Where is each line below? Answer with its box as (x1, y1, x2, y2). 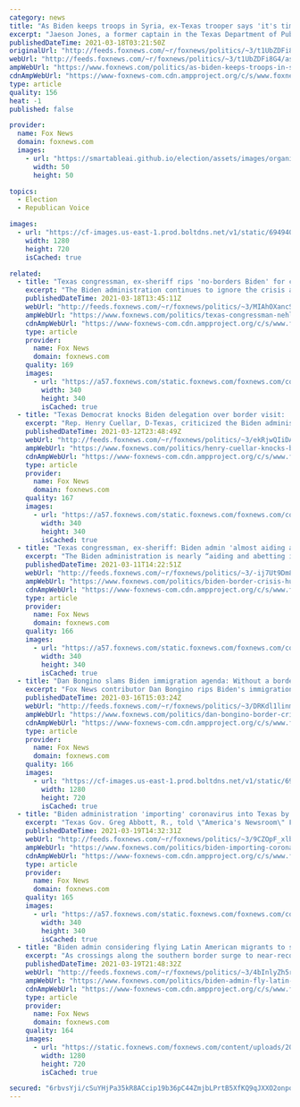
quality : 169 (25, 361, 74, 370)
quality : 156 (9, 88, 58, 97)
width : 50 (32, 162, 70, 171)
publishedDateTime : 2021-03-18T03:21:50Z (9, 38, 166, 47)
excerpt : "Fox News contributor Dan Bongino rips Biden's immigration (25, 685, 294, 694)
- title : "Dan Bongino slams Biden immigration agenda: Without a (17, 677, 270, 685)
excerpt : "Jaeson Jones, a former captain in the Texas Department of (9, 30, 278, 38)
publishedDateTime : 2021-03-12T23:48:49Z (25, 427, 181, 437)
